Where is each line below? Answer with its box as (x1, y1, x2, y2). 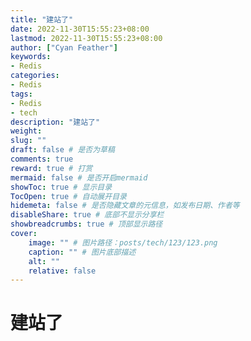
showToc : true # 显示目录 (10, 182, 113, 192)
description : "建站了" (10, 117, 101, 127)
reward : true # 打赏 (10, 163, 93, 173)
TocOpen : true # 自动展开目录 (10, 191, 127, 201)
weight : (10, 126, 43, 136)
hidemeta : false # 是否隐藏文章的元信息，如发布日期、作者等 (10, 201, 240, 211)
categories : (10, 71, 60, 81)
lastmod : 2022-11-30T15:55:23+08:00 (10, 33, 163, 43)
